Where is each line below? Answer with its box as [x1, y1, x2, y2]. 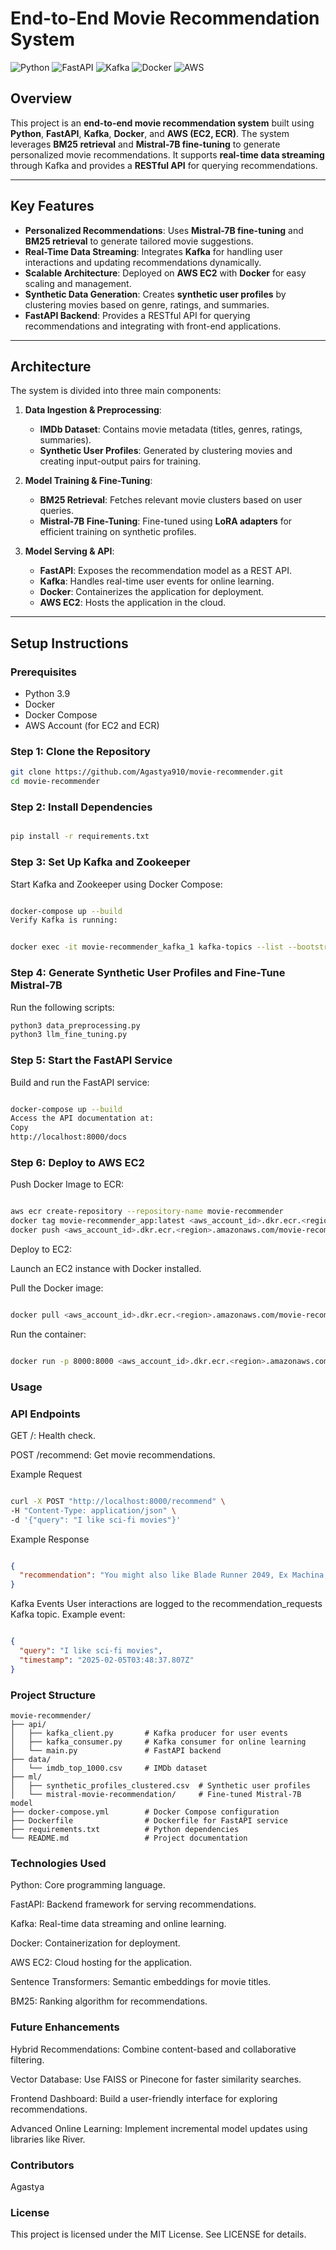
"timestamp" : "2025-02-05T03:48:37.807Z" [19, 1655, 195, 1665]
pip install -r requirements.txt [10, 832, 150, 842]
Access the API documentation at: [10, 1113, 155, 1124]
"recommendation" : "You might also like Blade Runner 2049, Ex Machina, [19, 1570, 329, 1581]
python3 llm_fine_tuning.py [10, 1030, 128, 1040]
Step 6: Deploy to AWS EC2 [10, 1155, 145, 1169]
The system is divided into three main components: [10, 385, 222, 397]
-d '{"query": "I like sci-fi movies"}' [10, 1515, 182, 1525]
